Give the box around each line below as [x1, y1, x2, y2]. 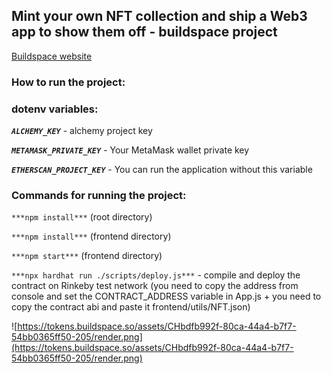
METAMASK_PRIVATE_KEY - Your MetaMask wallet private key [11, 144, 250, 156]
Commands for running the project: [11, 188, 187, 202]
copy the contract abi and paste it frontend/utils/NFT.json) [11, 301, 251, 313]
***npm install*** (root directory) [11, 211, 153, 223]
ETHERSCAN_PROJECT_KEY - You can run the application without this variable [11, 164, 313, 176]
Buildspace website [11, 50, 93, 62]
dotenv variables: [11, 102, 99, 116]
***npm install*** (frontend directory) [11, 230, 172, 243]
